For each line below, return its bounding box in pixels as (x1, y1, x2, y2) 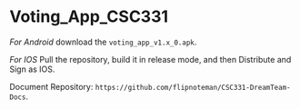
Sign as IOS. (9, 64, 55, 74)
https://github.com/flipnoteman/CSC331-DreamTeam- (95, 83, 291, 92)
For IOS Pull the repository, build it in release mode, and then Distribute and (9, 54, 292, 64)
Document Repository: (9, 81, 94, 92)
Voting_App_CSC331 (9, 6, 169, 27)
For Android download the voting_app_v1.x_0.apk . (9, 36, 197, 47)
